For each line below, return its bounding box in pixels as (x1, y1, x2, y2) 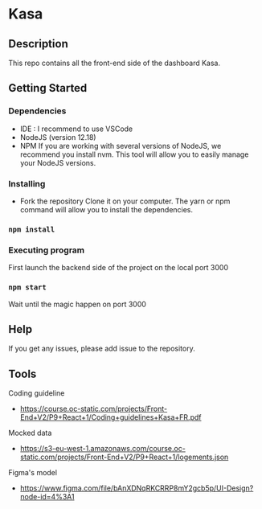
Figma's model (8, 468, 58, 478)
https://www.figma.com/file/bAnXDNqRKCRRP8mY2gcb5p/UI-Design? (19, 483, 254, 493)
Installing (8, 178, 46, 189)
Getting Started (8, 81, 88, 95)
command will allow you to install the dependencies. (19, 204, 194, 214)
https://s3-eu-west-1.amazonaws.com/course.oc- (19, 444, 186, 454)
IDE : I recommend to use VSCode (19, 124, 133, 133)
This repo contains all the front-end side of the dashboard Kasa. (8, 58, 221, 68)
